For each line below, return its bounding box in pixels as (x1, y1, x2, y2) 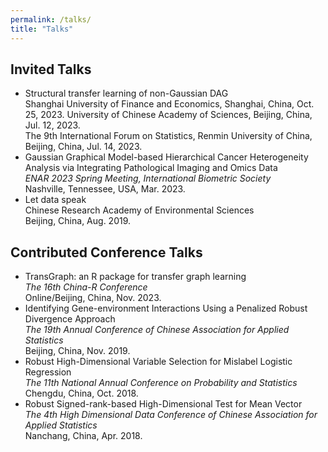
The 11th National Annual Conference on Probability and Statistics (24, 377, 298, 389)
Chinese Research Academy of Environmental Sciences (24, 204, 255, 216)
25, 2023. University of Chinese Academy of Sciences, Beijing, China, (24, 109, 313, 121)
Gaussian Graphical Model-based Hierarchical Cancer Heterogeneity (24, 151, 309, 163)
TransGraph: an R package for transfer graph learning (24, 271, 247, 283)
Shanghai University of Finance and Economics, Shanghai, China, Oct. (24, 98, 315, 110)
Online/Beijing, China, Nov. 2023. (24, 292, 162, 304)
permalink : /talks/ (10, 14, 92, 25)
